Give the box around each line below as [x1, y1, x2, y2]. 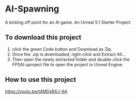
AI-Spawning [5, 3, 60, 14]
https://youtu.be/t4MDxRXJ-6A [5, 88, 68, 94]
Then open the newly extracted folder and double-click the [12, 57, 130, 62]
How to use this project [5, 76, 76, 84]
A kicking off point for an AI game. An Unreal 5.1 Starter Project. [5, 19, 132, 25]
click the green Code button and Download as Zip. [12, 46, 112, 52]
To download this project [5, 33, 81, 42]
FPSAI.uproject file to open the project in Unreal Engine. [12, 61, 123, 67]
